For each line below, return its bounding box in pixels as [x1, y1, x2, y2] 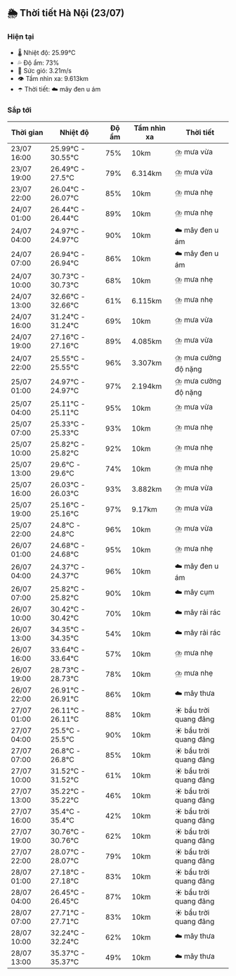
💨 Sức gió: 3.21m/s [17, 66, 72, 75]
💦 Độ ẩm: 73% [17, 58, 60, 67]
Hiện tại [7, 32, 34, 42]
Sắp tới [7, 105, 32, 115]
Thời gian [11, 127, 44, 137]
